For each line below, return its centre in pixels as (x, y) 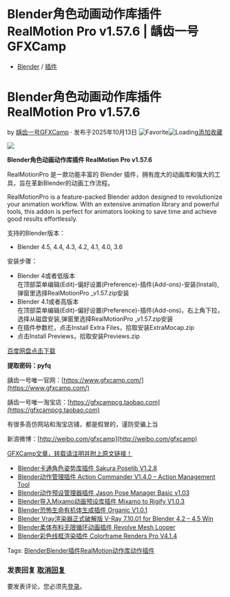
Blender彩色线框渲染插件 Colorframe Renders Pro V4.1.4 (97, 536)
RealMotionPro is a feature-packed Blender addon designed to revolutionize (115, 197)
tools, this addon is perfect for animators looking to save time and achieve (112, 211)
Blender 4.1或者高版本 (48, 302)
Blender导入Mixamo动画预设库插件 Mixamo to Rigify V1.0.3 (101, 501)
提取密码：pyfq (29, 365)
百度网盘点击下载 (31, 351)
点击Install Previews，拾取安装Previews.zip (78, 336)
